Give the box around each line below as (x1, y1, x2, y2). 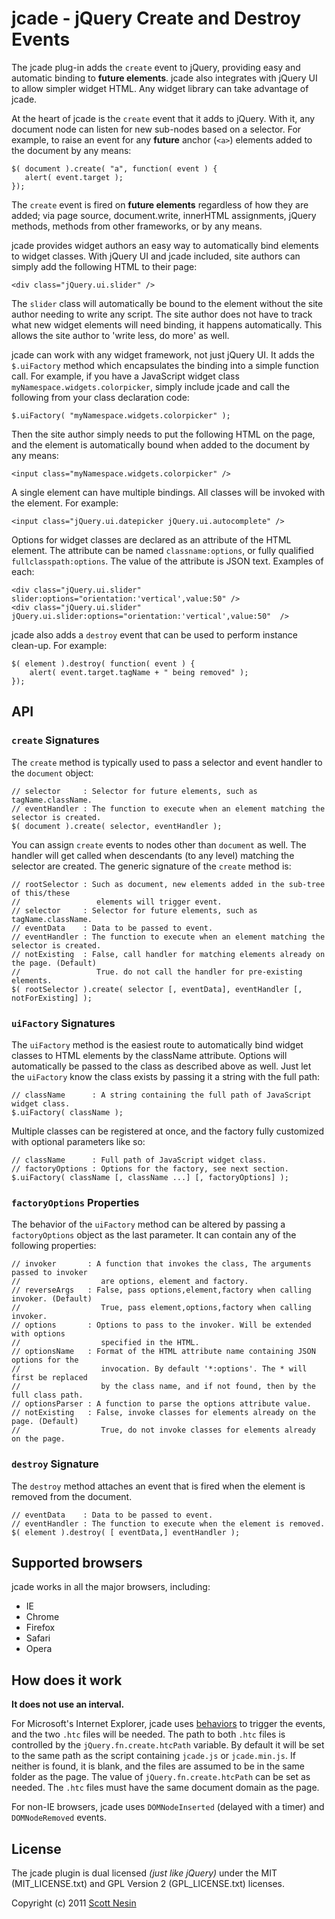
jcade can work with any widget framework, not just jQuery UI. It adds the (11, 348, 315, 361)
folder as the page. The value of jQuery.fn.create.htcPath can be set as (11, 1771, 311, 1783)
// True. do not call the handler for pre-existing (11, 967, 303, 977)
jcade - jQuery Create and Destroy (11, 7, 302, 30)
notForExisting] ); (11, 993, 93, 1003)
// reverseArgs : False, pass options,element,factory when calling (11, 1285, 312, 1296)
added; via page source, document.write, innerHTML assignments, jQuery (11, 209, 317, 221)
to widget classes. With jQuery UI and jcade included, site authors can (11, 250, 301, 262)
